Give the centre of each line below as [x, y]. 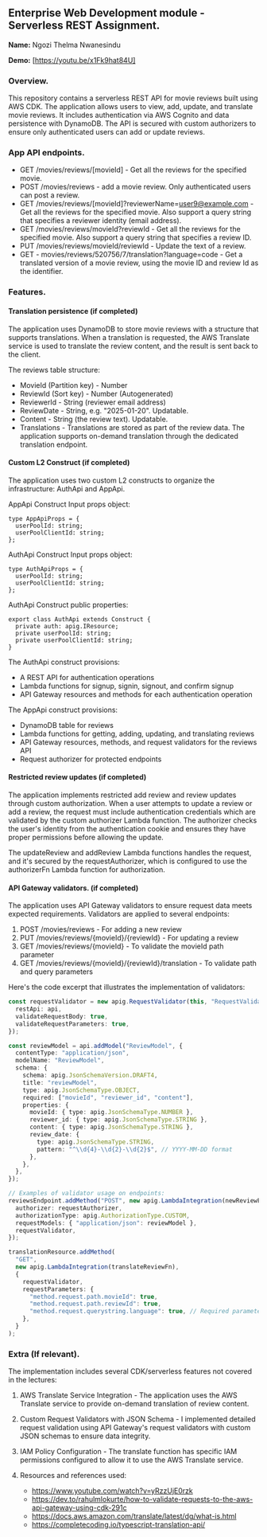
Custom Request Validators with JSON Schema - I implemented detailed [137, 1419]
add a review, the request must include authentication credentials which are [132, 812]
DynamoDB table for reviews [66, 725]
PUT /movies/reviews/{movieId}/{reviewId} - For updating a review [129, 938]
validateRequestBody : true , [62, 1016]
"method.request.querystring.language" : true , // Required [129, 1312]
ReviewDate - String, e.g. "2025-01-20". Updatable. [104, 410]
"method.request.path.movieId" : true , [93, 1296]
